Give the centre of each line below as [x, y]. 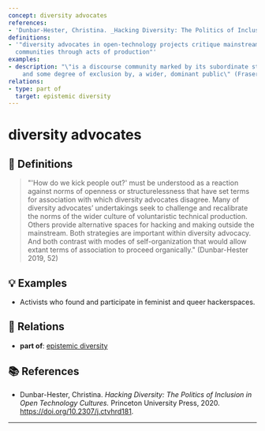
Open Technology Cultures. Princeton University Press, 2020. [120, 403]
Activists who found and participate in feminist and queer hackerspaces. [137, 302]
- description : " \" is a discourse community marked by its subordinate [128, 67]
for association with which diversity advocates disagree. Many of [133, 200]
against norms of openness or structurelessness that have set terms [138, 191]
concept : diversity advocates [58, 15]
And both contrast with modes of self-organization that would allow [137, 242]
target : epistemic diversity [63, 96]
